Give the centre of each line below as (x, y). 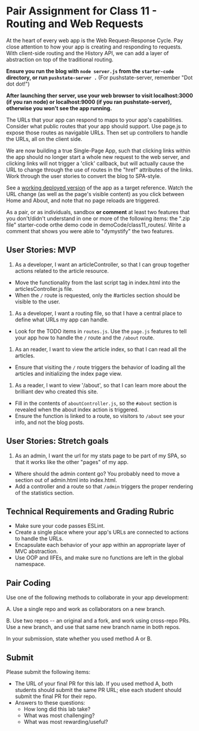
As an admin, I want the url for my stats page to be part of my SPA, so (100, 455)
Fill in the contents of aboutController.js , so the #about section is (96, 403)
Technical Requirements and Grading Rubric (90, 511)
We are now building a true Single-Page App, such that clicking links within (99, 151)
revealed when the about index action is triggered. (77, 410)
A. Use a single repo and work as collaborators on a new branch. (86, 609)
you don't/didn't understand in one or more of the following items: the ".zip (98, 218)
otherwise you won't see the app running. (59, 108)
